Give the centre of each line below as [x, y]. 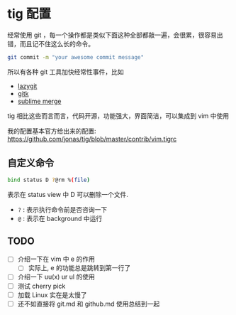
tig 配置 [29, 14]
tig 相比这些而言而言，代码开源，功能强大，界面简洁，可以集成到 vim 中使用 [118, 116]
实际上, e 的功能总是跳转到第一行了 [79, 268]
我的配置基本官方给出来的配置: [52, 131]
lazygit [27, 86]
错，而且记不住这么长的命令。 [51, 43]
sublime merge [39, 101]
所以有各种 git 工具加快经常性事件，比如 [66, 72]
